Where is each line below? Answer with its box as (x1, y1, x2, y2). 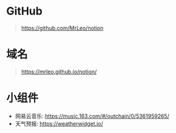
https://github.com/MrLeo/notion (21, 24, 104, 32)
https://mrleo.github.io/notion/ (21, 68, 97, 75)
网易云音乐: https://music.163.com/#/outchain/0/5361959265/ (15, 112, 170, 120)
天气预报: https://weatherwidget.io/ (15, 120, 103, 127)
